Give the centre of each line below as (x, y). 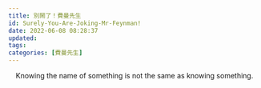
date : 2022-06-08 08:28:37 (53, 30)
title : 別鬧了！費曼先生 (45, 16)
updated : (23, 38)
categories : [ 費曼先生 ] (45, 53)
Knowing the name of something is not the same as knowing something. (135, 76)
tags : (17, 46)
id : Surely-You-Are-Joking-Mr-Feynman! (75, 23)
